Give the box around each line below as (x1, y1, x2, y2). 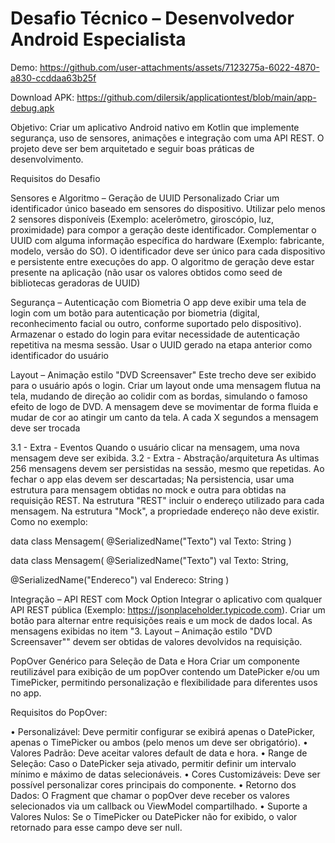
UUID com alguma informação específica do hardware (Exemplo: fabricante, (10, 234, 325, 246)
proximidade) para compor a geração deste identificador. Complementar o (10, 223, 317, 236)
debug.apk (10, 102, 55, 114)
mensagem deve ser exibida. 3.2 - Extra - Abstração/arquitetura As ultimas (10, 452, 320, 464)
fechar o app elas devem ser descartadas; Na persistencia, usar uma (10, 473, 295, 485)
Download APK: (10, 91, 75, 103)
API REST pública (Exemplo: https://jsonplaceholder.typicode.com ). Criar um (10, 603, 326, 616)
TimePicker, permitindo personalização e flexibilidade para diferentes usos (10, 676, 318, 688)
